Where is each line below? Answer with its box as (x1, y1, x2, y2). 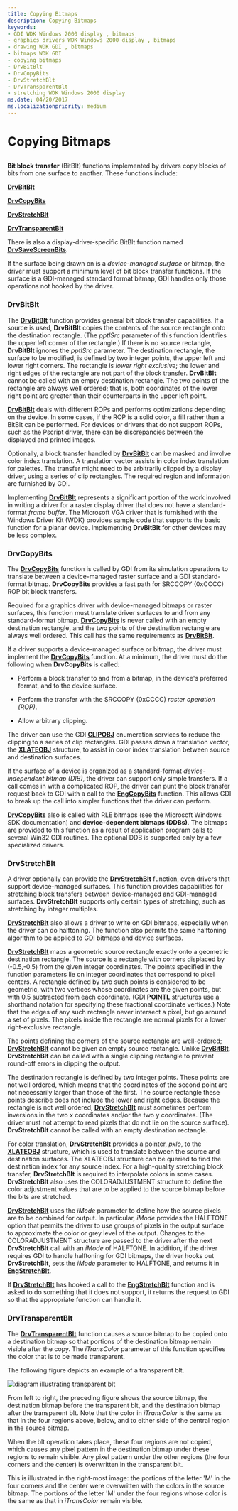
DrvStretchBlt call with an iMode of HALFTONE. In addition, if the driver (7, 1244, 218, 1252)
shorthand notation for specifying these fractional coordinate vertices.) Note (7, 1000, 231, 1009)
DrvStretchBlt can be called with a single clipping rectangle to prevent (7, 1052, 215, 1061)
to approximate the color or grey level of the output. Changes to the (7, 1229, 205, 1237)
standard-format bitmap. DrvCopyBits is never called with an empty (7, 616, 207, 625)
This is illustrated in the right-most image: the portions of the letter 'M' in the (7, 1473, 231, 1482)
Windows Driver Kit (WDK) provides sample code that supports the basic (7, 516, 221, 524)
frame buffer (28, 508, 66, 516)
